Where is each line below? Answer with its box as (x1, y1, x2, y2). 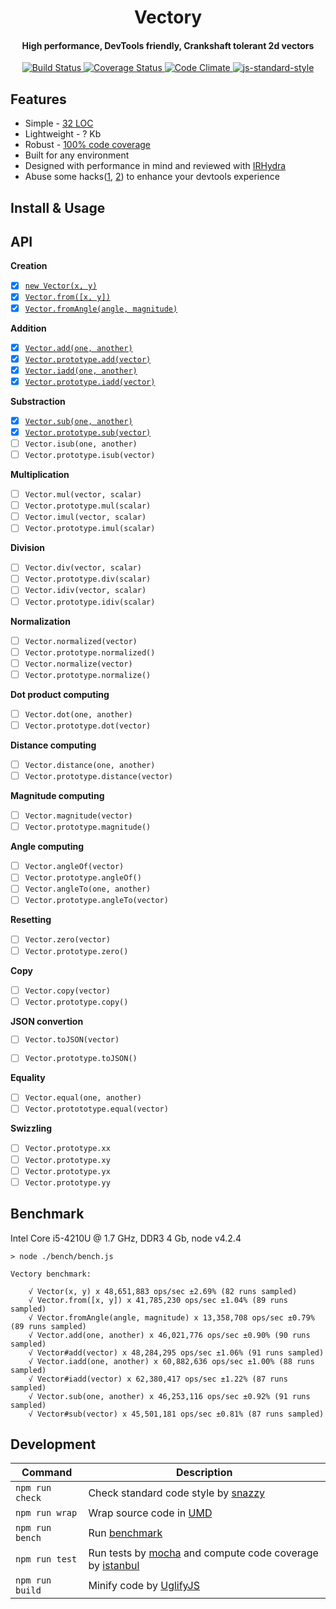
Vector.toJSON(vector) (24, 1035, 120, 1045)
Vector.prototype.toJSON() (24, 1054, 138, 1064)
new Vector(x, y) (24, 281, 98, 291)
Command (21, 1466, 73, 1480)
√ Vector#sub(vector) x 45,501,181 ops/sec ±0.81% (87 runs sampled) (28, 1409, 325, 1419)
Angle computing (10, 841, 85, 853)
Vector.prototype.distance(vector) (24, 772, 174, 782)
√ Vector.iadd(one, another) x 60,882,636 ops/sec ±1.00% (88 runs (28, 1356, 315, 1366)
